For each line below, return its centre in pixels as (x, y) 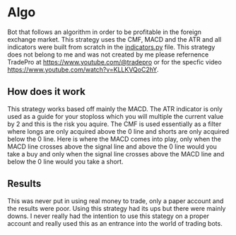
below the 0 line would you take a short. (65, 161)
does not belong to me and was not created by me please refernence (108, 55)
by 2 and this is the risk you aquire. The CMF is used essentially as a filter (114, 124)
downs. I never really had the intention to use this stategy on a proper (108, 216)
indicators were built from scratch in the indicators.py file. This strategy (111, 47)
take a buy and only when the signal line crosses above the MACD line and (116, 154)
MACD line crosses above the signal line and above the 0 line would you (112, 147)
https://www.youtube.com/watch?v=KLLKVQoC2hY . (83, 69)
